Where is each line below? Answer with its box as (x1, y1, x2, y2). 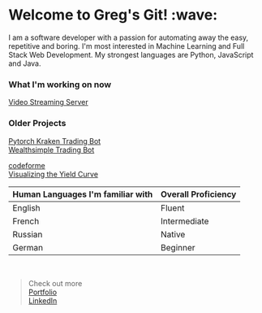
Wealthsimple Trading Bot (8, 145, 95, 154)
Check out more (28, 278, 83, 288)
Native (161, 228, 186, 240)
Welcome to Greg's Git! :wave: (8, 6, 218, 24)
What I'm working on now (8, 79, 112, 90)
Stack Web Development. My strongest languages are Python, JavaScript (8, 50, 254, 59)
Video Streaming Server (8, 98, 88, 107)
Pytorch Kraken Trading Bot (8, 136, 101, 146)
